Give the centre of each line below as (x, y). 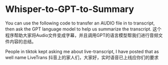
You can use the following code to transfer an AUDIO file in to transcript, (80, 23)
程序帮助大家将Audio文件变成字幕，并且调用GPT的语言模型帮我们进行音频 (82, 35)
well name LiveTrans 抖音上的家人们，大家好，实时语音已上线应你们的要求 (82, 57)
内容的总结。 (23, 41)
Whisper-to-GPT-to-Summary (70, 9)
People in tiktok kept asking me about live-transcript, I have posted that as (82, 51)
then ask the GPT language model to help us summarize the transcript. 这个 (83, 29)
